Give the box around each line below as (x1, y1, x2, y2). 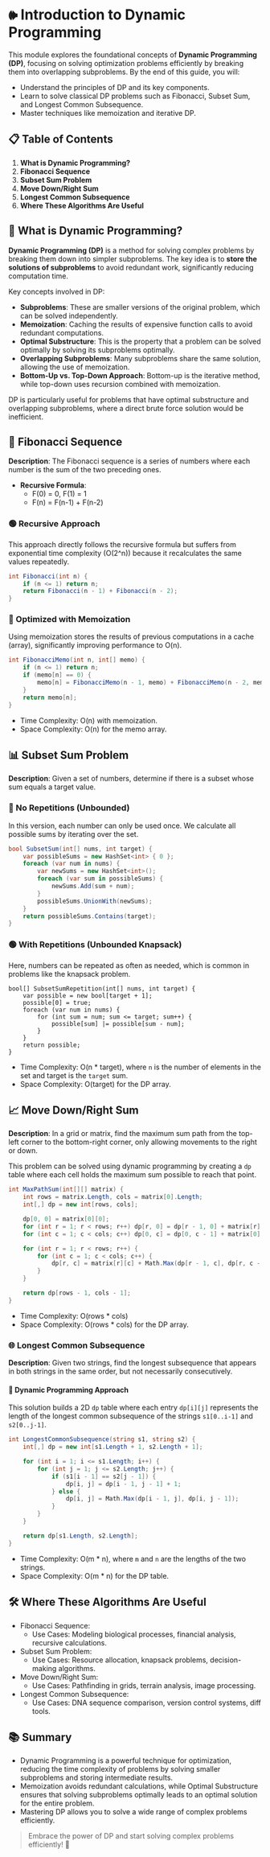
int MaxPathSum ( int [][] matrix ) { (8, 1185, 125, 1194)
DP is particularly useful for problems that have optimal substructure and (8, 394, 249, 404)
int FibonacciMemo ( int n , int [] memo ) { (8, 656, 146, 665)
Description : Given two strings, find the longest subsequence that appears (8, 1358, 257, 1368)
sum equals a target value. (8, 782, 96, 792)
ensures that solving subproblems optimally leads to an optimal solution (19, 1790, 258, 1800)
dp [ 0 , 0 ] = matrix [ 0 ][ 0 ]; (22, 1215, 110, 1224)
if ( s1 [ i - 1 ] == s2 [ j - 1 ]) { (51, 1472, 157, 1480)
